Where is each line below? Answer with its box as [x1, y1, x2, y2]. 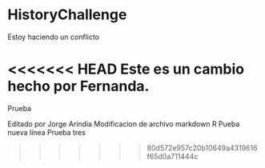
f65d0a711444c [147, 151, 199, 161]
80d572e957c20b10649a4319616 [147, 142, 258, 153]
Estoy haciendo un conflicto [7, 32, 99, 42]
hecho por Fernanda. [7, 78, 150, 95]
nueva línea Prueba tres [7, 127, 86, 137]
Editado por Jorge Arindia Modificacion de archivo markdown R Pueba [7, 118, 240, 129]
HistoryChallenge [7, 6, 127, 24]
